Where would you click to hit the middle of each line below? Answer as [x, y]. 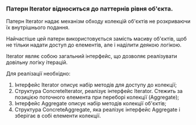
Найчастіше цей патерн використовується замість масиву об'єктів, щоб [97, 39]
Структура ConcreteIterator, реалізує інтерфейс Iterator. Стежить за [99, 91]
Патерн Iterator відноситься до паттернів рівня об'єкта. [90, 9]
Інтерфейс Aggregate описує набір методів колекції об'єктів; [90, 103]
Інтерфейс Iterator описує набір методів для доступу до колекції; [96, 85]
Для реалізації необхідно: [38, 74]
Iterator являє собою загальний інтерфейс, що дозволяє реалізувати [92, 56]
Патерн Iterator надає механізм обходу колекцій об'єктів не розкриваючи [98, 22]
